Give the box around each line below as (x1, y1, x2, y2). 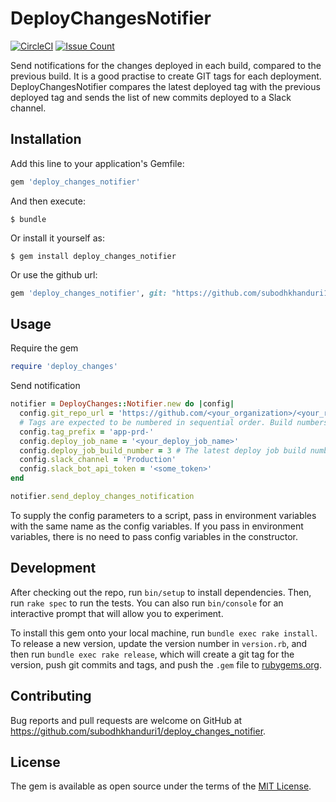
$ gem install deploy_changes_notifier (10, 251, 177, 261)
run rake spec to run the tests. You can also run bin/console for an (10, 597, 284, 609)
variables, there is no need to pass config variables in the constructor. (10, 530, 298, 542)
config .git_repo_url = (19, 408, 114, 419)
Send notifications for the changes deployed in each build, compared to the (10, 59, 322, 71)
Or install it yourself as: (10, 232, 105, 244)
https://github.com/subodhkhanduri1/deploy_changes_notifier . (10, 725, 267, 737)
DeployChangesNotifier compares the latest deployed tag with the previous (10, 80, 321, 92)
